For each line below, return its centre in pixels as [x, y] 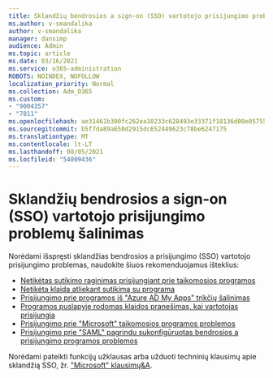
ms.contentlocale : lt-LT [50, 144]
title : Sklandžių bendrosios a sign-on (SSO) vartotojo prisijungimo [129, 16]
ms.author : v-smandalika [50, 24]
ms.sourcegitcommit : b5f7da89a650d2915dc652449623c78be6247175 [118, 129]
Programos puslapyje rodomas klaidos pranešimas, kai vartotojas [129, 307]
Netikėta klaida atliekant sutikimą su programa [97, 290]
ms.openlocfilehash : [43, 122]
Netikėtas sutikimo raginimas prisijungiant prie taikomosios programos [138, 281]
